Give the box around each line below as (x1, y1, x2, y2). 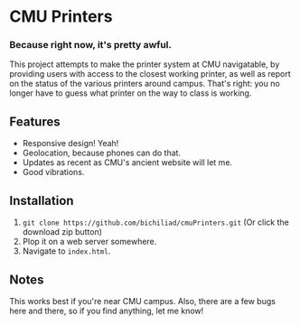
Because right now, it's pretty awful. (9, 39, 172, 51)
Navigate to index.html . (22, 246, 111, 256)
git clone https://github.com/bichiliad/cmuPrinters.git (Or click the (22, 217, 289, 227)
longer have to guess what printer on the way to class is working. (9, 88, 252, 98)
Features (9, 114, 61, 129)
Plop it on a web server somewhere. (22, 237, 157, 247)
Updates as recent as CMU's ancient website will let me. (22, 157, 233, 168)
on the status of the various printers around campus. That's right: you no (9, 79, 280, 89)
